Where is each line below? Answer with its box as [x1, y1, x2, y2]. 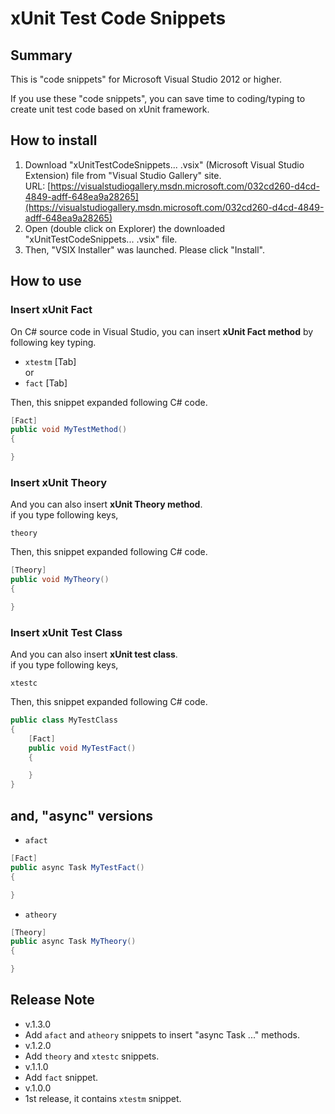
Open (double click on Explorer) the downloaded [24, 222, 226, 234]
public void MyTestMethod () [10, 425, 128, 435]
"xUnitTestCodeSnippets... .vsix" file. [24, 233, 178, 245]
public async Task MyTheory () [10, 937, 137, 947]
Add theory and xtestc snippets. [24, 1050, 160, 1062]
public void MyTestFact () [28, 743, 137, 753]
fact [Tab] [24, 377, 68, 389]
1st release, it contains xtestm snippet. [24, 1092, 182, 1104]
